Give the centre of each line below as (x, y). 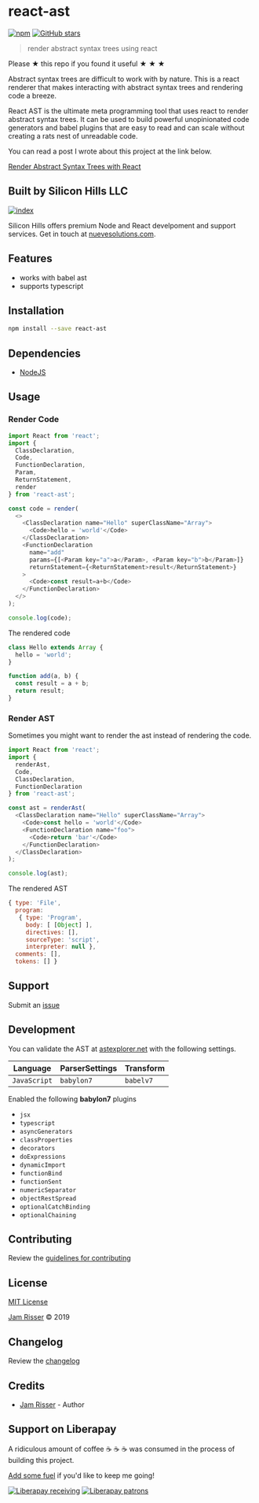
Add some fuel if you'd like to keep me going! (81, 1475)
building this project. (41, 1460)
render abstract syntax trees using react (92, 48)
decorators (37, 1148)
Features (30, 259)
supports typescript (51, 286)
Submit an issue (34, 1005)
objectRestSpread (48, 1198)
